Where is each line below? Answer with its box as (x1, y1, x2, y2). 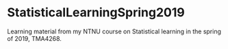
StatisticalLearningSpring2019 (7, 5, 185, 20)
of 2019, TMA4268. (7, 34, 62, 42)
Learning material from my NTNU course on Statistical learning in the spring (7, 27, 221, 35)
